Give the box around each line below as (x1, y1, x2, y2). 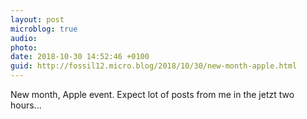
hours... (10, 99, 42, 111)
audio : (10, 33, 38, 43)
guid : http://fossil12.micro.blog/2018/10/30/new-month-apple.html (10, 61, 298, 71)
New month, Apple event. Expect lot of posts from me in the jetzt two (10, 89, 295, 100)
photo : (10, 42, 38, 53)
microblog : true (10, 24, 78, 34)
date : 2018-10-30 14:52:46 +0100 (10, 52, 150, 62)
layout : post (10, 14, 65, 25)
